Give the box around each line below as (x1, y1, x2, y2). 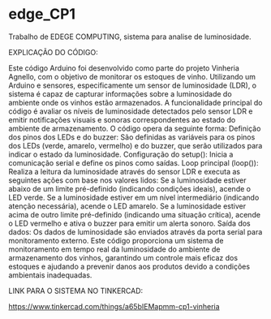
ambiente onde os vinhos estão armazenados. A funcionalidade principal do (8, 97, 263, 107)
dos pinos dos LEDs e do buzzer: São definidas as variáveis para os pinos (8, 131, 256, 142)
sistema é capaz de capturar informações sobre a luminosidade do (8, 88, 233, 98)
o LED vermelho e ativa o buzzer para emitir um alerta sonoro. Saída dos (8, 218, 251, 228)
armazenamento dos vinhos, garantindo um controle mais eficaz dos (8, 252, 238, 262)
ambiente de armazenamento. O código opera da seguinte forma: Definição (8, 123, 261, 133)
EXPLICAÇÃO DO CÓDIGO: (8, 47, 99, 57)
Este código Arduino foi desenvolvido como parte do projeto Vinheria (8, 63, 239, 73)
